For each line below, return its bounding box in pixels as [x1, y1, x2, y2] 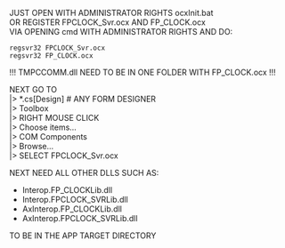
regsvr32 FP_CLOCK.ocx [9, 52, 94, 60]
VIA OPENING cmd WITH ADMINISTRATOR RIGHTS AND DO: [9, 27, 233, 36]
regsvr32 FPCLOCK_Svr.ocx [9, 44, 105, 52]
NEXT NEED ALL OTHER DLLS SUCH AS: [9, 168, 159, 178]
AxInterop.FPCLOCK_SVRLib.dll [21, 213, 138, 223]
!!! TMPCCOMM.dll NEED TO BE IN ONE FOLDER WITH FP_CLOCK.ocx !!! [9, 67, 276, 77]
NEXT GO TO [9, 84, 58, 94]
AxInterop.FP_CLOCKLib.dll [21, 204, 123, 214]
